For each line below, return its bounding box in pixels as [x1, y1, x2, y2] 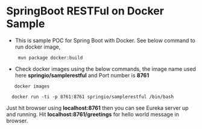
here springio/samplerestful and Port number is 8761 [14, 71, 150, 79]
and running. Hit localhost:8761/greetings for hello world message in [6, 110, 179, 118]
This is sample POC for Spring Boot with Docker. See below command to [14, 37, 196, 44]
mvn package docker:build [17, 55, 83, 61]
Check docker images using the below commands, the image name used [14, 65, 196, 73]
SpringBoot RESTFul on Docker [6, 4, 165, 18]
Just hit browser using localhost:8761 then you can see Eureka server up [6, 104, 189, 112]
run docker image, [14, 43, 61, 50]
